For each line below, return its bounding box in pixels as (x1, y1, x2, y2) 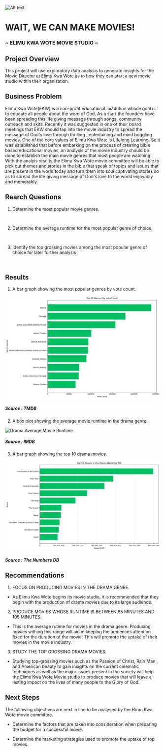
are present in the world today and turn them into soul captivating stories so (5, 168, 159, 174)
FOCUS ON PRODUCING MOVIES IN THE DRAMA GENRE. (12, 584, 130, 590)
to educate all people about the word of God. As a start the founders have (5, 111, 155, 117)
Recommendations (5, 571, 65, 580)
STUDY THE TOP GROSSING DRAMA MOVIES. (12, 649, 107, 655)
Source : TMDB (5, 406, 37, 411)
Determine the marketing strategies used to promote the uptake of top (12, 736, 155, 742)
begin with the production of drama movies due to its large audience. (12, 599, 153, 605)
